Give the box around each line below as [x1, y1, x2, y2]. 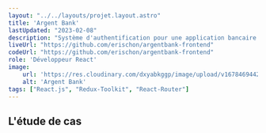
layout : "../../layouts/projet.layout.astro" [8, 11, 161, 20]
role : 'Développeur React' [8, 56, 97, 64]
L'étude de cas [8, 114, 82, 127]
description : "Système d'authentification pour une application [8, 33, 225, 42]
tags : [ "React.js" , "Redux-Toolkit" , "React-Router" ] [8, 85, 190, 93]
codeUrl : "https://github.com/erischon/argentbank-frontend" [8, 48, 215, 56]
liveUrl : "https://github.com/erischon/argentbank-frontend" [8, 41, 215, 49]
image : [8, 63, 30, 71]
